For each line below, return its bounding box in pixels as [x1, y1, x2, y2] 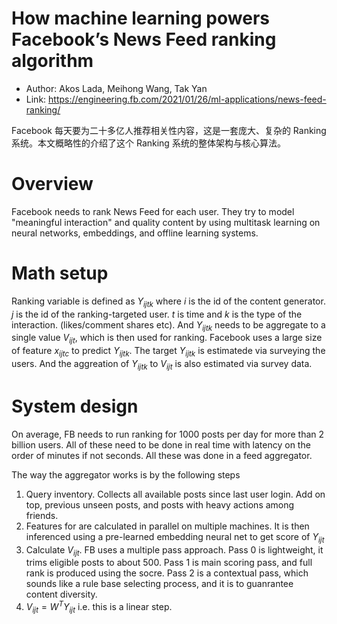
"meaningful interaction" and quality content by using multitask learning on [11, 216, 321, 228]
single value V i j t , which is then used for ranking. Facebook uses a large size [11, 332, 323, 346]
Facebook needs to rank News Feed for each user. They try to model [11, 205, 295, 217]
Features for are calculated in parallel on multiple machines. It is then [25, 520, 310, 532]
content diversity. [25, 588, 98, 601]
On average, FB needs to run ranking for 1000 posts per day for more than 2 [11, 428, 325, 440]
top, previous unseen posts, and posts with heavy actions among [25, 498, 295, 511]
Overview [11, 173, 94, 196]
